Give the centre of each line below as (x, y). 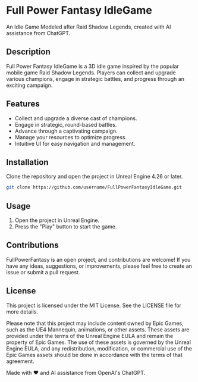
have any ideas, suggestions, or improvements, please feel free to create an (99, 266)
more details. (22, 311)
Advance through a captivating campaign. (66, 131)
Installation (27, 162)
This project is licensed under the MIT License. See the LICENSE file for (94, 305)
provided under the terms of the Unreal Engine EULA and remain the (90, 336)
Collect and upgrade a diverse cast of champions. (76, 118)
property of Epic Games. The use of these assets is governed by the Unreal (99, 342)
